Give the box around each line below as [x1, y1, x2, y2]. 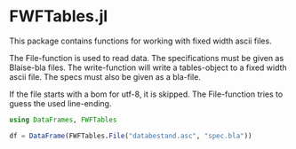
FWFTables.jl [9, 6, 108, 27]
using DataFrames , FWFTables [9, 115, 117, 124]
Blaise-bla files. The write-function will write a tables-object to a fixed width [9, 62, 287, 73]
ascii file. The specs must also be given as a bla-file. [9, 71, 202, 82]
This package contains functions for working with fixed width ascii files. [9, 35, 273, 46]
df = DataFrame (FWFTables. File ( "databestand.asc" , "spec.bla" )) [9, 131, 252, 140]
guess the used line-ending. [9, 98, 112, 108]
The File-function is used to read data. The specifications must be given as [9, 52, 284, 63]
